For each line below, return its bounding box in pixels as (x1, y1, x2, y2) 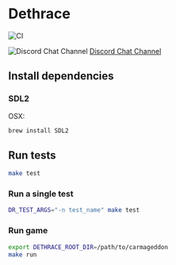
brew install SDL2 (8, 126, 69, 135)
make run (8, 251, 37, 259)
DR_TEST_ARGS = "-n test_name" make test (8, 206, 140, 214)
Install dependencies (8, 69, 114, 83)
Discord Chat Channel (90, 46, 162, 56)
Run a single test (8, 188, 74, 199)
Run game (8, 225, 48, 236)
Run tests (8, 148, 56, 162)
